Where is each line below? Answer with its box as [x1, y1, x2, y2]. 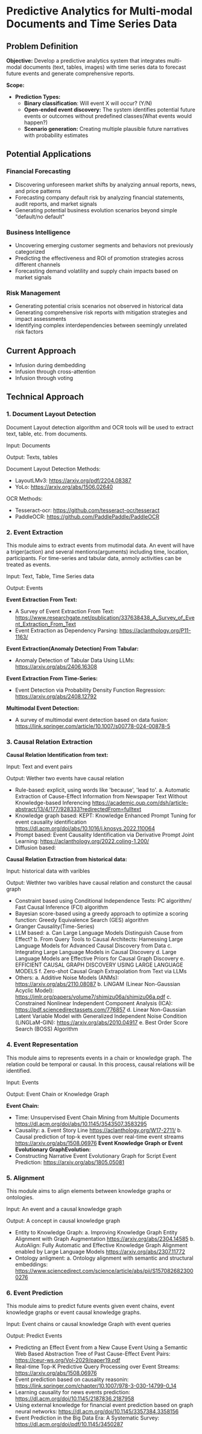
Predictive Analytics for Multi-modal [6, 4, 193, 18]
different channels [14, 261, 60, 268]
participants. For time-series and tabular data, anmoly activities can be [6, 555, 182, 562]
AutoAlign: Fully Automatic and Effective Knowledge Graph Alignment [14, 1241, 188, 1249]
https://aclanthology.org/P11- [119, 627, 191, 634]
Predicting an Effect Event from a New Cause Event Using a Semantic [14, 1344, 188, 1351]
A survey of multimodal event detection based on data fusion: [14, 716, 169, 724]
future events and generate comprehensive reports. [6, 70, 134, 77]
